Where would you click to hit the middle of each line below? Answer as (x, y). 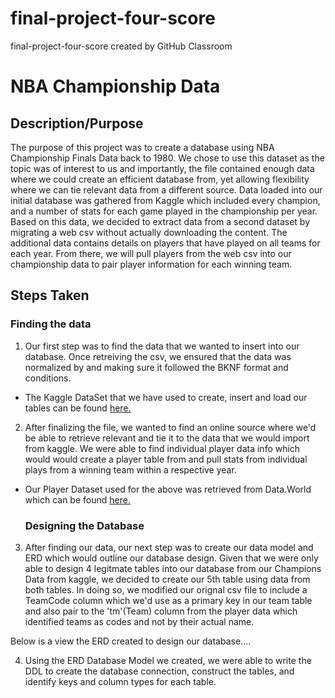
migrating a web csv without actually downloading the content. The (149, 232)
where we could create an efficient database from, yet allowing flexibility (160, 179)
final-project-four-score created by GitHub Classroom (121, 46)
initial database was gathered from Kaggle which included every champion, (165, 200)
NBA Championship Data (115, 86)
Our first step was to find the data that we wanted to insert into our (162, 346)
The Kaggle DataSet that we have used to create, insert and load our (166, 397)
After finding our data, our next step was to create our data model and (169, 547)
